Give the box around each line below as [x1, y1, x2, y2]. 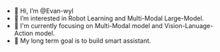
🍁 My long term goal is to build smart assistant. [13, 37, 151, 45]
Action [13, 29, 34, 37]
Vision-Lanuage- [163, 22, 214, 30]
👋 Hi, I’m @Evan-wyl [13, 7, 74, 15]
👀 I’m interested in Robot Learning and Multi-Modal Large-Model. [13, 14, 204, 22]
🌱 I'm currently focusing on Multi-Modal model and [13, 22, 163, 30]
